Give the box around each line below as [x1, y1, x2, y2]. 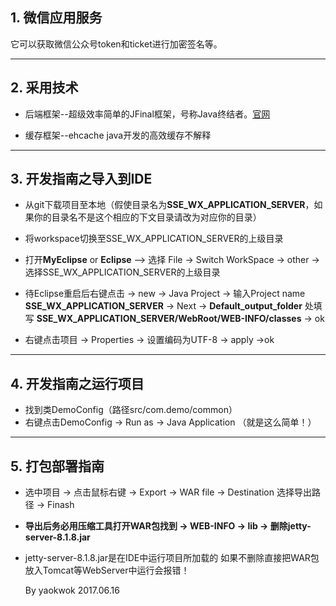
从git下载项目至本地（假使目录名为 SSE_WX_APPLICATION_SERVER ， [24, 199, 315, 211]
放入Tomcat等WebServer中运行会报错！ [24, 564, 190, 577]
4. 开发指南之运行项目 [10, 375, 145, 392]
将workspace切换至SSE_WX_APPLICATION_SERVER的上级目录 [24, 233, 284, 245]
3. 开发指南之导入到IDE [10, 171, 153, 188]
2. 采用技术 [10, 79, 79, 97]
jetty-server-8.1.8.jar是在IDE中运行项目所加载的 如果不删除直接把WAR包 [24, 552, 320, 564]
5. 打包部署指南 [10, 458, 105, 475]
